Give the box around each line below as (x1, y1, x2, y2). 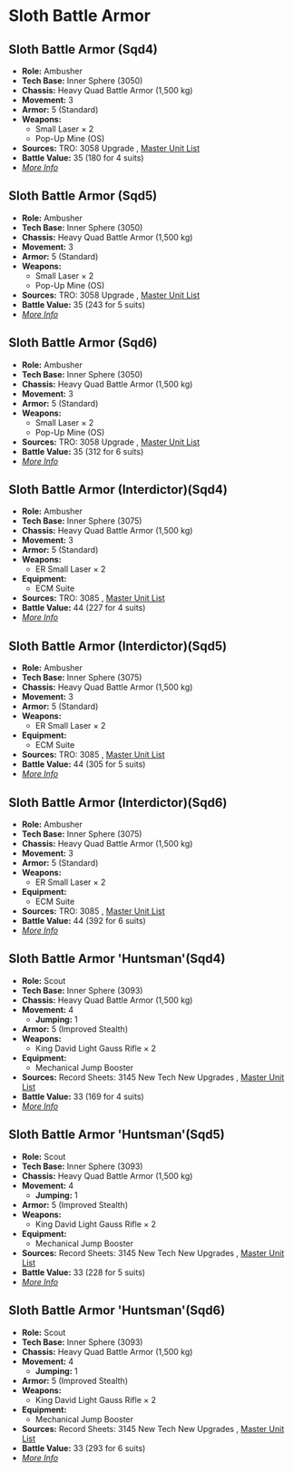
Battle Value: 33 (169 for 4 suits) (21, 1091, 144, 1102)
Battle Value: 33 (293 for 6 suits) (21, 1442, 146, 1453)
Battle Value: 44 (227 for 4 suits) (21, 603, 146, 613)
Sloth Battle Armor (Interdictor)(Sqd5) (8, 638, 228, 653)
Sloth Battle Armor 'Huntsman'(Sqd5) (8, 1127, 226, 1143)
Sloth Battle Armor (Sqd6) (8, 335, 158, 350)
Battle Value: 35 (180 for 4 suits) (21, 152, 144, 163)
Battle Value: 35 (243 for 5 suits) (21, 299, 146, 309)
